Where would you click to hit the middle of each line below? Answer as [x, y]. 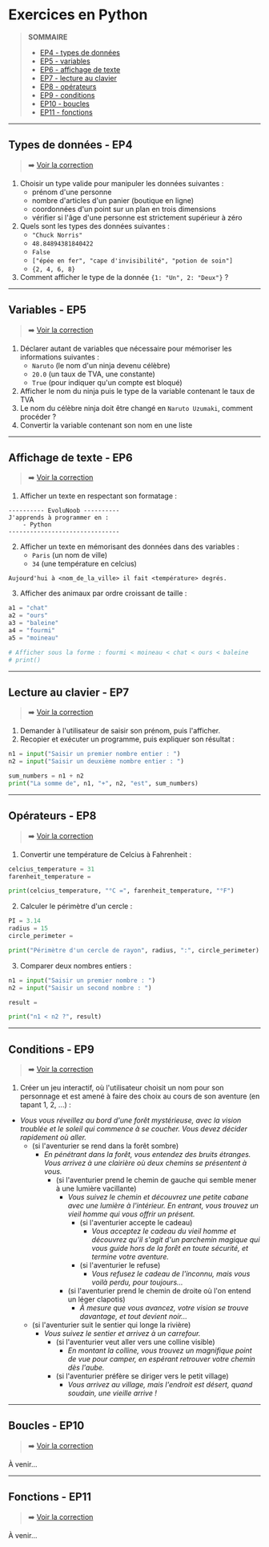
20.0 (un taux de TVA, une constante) [94, 374]
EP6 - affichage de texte [80, 69]
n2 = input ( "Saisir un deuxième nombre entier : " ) [96, 761]
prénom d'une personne [72, 192]
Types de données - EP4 [70, 145]
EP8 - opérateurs [68, 87]
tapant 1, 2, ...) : [46, 1105]
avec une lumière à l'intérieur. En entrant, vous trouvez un [163, 1206]
